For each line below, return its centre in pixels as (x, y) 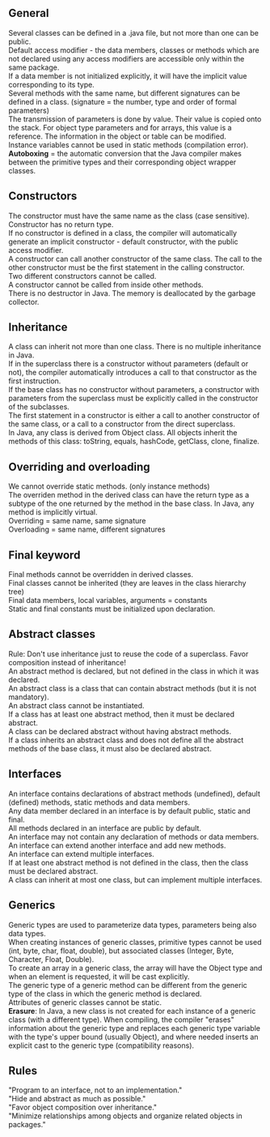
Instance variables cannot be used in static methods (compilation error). (129, 144)
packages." (27, 1125)
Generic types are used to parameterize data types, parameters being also (133, 925)
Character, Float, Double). (51, 959)
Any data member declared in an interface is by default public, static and (129, 810)
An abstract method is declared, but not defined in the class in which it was (134, 671)
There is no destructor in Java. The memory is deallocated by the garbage (132, 293)
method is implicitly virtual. (53, 512)
